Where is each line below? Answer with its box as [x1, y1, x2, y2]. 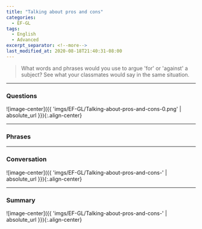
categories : [6, 14, 36, 20]
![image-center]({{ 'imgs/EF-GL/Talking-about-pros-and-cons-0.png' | [6, 105, 182, 113]
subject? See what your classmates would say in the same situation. [20, 71, 190, 78]
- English [11, 31, 36, 37]
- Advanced [11, 37, 39, 43]
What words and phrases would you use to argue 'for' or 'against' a [20, 64, 188, 72]
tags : [6, 25, 20, 32]
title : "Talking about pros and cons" [6, 8, 103, 15]
